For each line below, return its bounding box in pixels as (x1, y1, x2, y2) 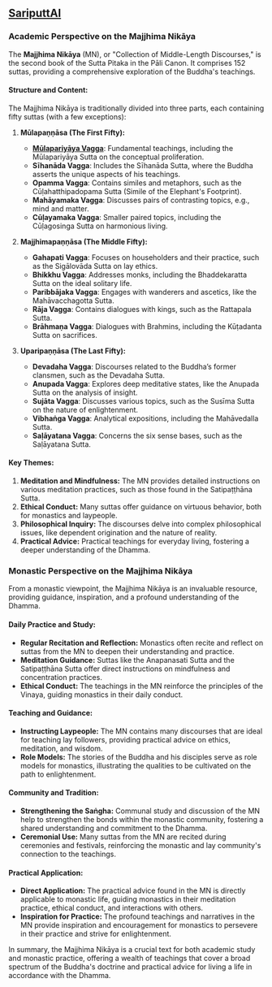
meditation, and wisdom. (19, 743, 103, 753)
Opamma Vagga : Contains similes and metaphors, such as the (32, 178, 242, 188)
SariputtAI (8, 6, 62, 20)
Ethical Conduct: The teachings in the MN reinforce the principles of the (19, 681, 264, 690)
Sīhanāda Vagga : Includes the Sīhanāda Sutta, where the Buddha (32, 160, 253, 170)
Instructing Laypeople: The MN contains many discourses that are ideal (19, 726, 263, 736)
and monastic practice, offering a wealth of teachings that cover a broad (8, 954, 251, 963)
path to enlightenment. (19, 769, 97, 779)
